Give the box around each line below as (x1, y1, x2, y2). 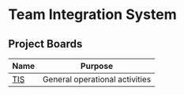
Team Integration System (8, 6, 177, 24)
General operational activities (42, 74, 152, 85)
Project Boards (8, 37, 83, 51)
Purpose (80, 61, 113, 71)
